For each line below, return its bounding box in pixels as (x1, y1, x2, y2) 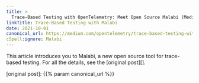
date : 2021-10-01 (6, 25, 49, 31)
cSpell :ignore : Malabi (6, 36, 62, 42)
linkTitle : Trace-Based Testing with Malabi (6, 20, 118, 25)
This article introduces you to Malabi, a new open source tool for (6, 53, 164, 59)
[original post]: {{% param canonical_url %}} (6, 71, 114, 77)
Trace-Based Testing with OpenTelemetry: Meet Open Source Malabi (11, 14, 179, 20)
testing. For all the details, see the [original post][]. (23, 59, 146, 66)
